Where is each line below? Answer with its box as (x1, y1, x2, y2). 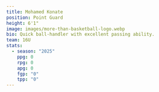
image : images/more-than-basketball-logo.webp (6, 25, 125, 32)
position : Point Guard (6, 15, 63, 21)
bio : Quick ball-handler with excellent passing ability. (6, 31, 155, 38)
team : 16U (6, 37, 31, 43)
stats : (6, 43, 23, 49)
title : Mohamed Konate (6, 8, 63, 15)
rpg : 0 (17, 59, 34, 65)
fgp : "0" (17, 71, 39, 77)
